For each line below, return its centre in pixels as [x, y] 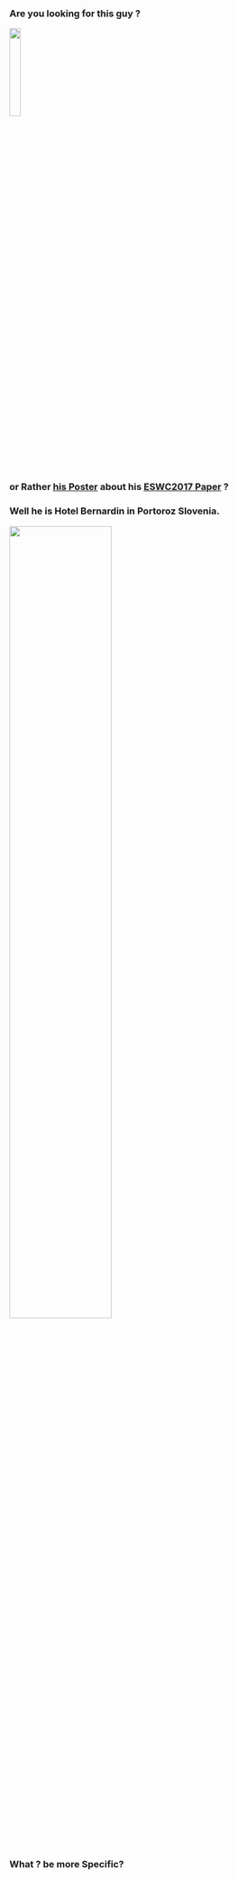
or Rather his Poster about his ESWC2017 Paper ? [119, 487]
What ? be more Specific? [67, 1865]
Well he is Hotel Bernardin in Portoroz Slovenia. [114, 511]
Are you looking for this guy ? [75, 14]
